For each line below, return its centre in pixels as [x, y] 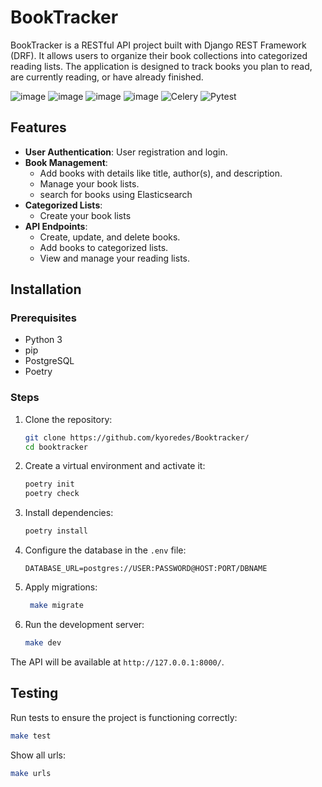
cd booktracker [56, 447]
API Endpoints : [56, 226]
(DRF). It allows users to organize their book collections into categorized [159, 55]
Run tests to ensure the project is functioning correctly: [124, 717]
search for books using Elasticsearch [116, 194]
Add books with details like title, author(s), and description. [161, 173]
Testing [34, 693]
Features [38, 127]
